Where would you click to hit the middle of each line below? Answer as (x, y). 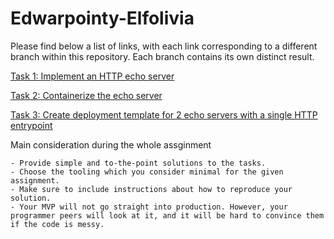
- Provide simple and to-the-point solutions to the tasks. (138, 163)
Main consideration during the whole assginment (111, 144)
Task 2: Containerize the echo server (86, 95)
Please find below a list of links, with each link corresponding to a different (164, 46)
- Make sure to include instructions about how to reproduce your (151, 189)
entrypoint (31, 125)
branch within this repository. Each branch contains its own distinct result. (162, 56)
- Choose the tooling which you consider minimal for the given (147, 172)
